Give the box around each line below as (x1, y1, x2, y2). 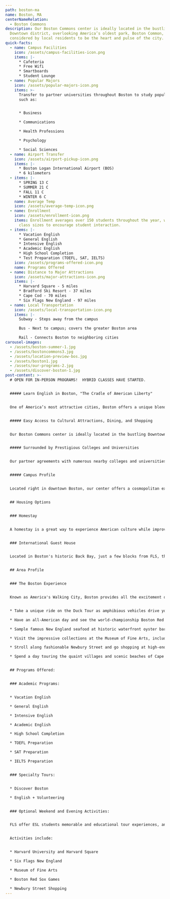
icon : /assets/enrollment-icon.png (14, 213, 90, 218)
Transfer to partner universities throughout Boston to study (18, 92, 153, 97)
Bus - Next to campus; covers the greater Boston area (18, 326, 137, 331)
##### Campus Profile (10, 472, 56, 478)
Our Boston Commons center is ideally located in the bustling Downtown (10, 432, 166, 437)
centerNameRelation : (5, 17, 49, 22)
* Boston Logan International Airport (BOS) (18, 166, 114, 171)
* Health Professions (18, 129, 65, 134)
